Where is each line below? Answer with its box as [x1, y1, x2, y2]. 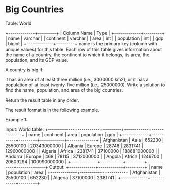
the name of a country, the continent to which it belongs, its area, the [5, 52, 150, 58]
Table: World [5, 20, 32, 26]
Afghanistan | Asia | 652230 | [103, 137, 164, 143]
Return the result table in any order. [5, 97, 79, 103]
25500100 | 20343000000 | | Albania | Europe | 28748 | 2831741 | [5, 142, 143, 149]
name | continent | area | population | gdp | [28, 131, 118, 137]
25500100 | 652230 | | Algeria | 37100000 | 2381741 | [5, 174, 117, 180]
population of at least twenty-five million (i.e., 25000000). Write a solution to [5, 82, 165, 88]
